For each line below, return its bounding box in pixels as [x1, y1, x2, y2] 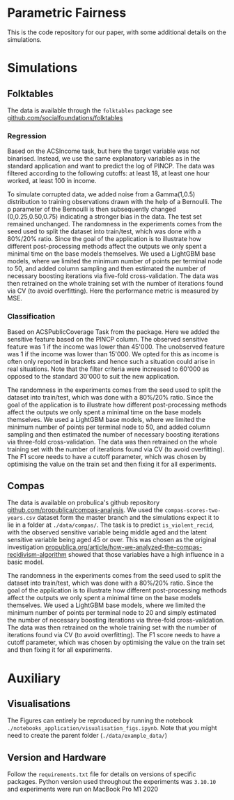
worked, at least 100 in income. [7, 177, 97, 185]
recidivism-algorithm [7, 551, 68, 559]
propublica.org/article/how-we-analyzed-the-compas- [45, 543, 203, 551]
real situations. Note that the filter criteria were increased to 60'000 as [7, 365, 210, 373]
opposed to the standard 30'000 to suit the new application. [7, 372, 180, 380]
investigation [7, 543, 44, 551]
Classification [7, 312, 56, 321]
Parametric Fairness [7, 5, 127, 21]
